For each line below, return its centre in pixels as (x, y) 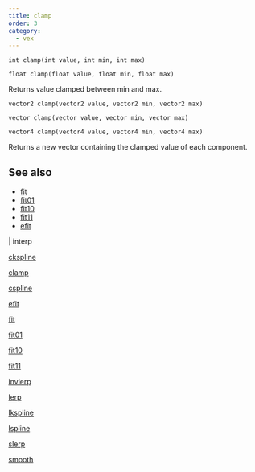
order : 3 (23, 23)
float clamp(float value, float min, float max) (91, 74)
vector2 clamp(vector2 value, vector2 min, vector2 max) (106, 104)
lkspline (21, 413)
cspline (21, 288)
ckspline (22, 257)
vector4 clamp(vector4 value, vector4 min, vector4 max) (106, 132)
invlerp (20, 382)
